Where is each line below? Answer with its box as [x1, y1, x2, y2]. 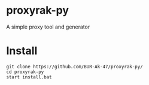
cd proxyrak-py [6, 69, 44, 75]
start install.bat [6, 74, 52, 80]
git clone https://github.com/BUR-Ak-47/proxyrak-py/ [6, 64, 144, 70]
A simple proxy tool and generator [6, 23, 90, 30]
